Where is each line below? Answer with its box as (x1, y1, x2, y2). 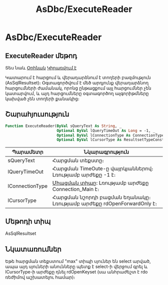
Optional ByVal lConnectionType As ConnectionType (56, 132, 164, 138)
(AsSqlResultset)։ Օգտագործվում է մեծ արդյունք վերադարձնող (5, 80, 149, 85)
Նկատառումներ (5, 245, 61, 253)
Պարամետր (11, 148, 43, 155)
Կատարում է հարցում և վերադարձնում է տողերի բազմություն (5, 74, 151, 80)
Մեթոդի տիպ (5, 217, 51, 225)
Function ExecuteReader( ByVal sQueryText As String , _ (5, 123, 122, 128)
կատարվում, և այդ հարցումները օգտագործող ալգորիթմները (5, 90, 149, 96)
